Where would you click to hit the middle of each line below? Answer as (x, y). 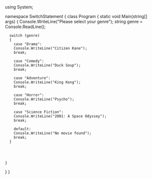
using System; (19, 7)
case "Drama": (28, 44)
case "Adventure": (32, 78)
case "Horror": (29, 95)
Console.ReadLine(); (25, 27)
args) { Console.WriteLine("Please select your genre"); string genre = (74, 22)
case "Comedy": (29, 61)
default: (22, 129)
